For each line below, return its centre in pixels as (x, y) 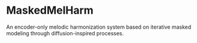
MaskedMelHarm (50, 10)
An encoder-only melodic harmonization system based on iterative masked (99, 27)
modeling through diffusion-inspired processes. (65, 33)
